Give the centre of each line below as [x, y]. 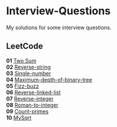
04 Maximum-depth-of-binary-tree [49, 79]
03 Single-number [29, 73]
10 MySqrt [19, 117]
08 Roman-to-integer [32, 105]
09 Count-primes [27, 111]
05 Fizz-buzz [23, 86]
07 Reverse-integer [30, 98]
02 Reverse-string [29, 67]
